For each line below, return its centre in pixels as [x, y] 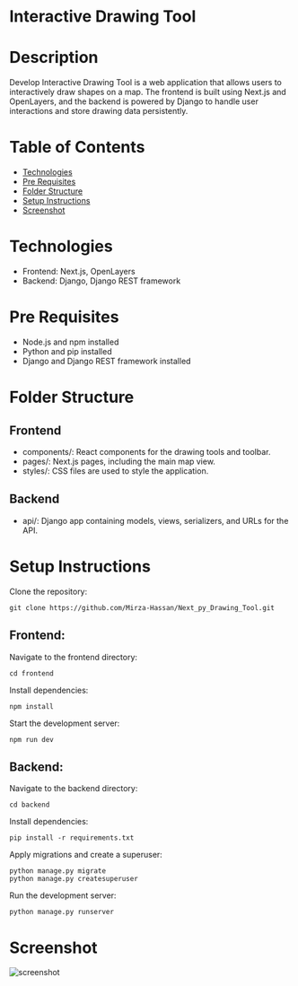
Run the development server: [63, 895]
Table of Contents [77, 148]
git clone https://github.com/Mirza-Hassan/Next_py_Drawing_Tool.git [142, 607]
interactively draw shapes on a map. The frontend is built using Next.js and [148, 92]
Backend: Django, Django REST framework [101, 281]
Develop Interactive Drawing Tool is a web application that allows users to [146, 83]
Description [54, 58]
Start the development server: [65, 723]
